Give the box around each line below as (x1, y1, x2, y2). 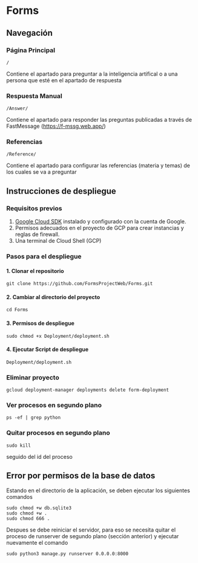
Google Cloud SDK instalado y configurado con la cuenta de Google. (15, 218, 186, 225)
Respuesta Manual (6, 91, 62, 100)
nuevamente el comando (6, 539, 68, 546)
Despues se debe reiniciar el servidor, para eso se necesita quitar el (6, 526, 176, 533)
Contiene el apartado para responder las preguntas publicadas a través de (6, 116, 193, 123)
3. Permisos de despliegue (6, 320, 74, 327)
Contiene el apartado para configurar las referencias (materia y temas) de (6, 162, 191, 170)
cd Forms (6, 307, 28, 313)
